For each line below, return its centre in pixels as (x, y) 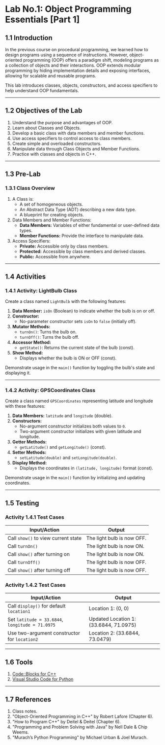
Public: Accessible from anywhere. (55, 256)
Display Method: (29, 463)
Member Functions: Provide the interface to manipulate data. (82, 236)
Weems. (20, 732)
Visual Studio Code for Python (43, 679)
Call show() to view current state (45, 538)
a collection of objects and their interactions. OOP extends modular (73, 65)
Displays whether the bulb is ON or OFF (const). (68, 358)
